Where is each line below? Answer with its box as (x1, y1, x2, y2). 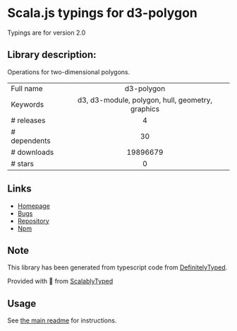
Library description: (7, 49, 97, 61)
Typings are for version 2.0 (7, 28, 86, 37)
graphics (130, 104, 160, 114)
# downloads (11, 147, 54, 157)
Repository (17, 216, 49, 225)
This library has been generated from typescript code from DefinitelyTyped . (7, 263, 228, 272)
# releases (11, 115, 46, 125)
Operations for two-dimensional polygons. (7, 67, 130, 76)
